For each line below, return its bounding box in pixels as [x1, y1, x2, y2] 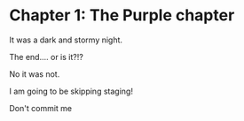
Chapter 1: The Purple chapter [9, 5, 235, 26]
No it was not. [9, 68, 60, 79]
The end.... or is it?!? [9, 51, 84, 62]
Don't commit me [9, 102, 73, 113]
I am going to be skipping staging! [9, 86, 133, 96]
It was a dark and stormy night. [9, 34, 122, 45]
